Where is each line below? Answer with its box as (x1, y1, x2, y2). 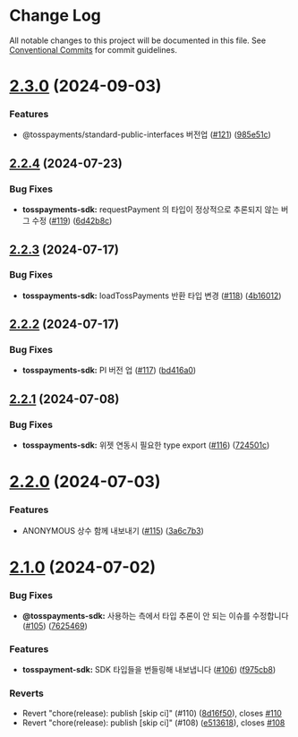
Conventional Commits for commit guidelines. (9, 44, 177, 55)
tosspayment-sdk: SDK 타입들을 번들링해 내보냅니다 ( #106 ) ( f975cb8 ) (21, 664, 277, 675)
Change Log (9, 5, 101, 26)
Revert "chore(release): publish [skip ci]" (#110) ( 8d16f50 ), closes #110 (21, 707, 282, 718)
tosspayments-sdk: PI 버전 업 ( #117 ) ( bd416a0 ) (21, 364, 197, 376)
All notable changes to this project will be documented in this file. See (9, 35, 267, 46)
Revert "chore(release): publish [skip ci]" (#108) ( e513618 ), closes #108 (21, 717, 285, 728)
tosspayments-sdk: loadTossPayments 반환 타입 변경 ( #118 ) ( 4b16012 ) (21, 290, 282, 301)
